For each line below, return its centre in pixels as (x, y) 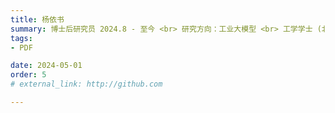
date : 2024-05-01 (46, 66)
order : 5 (28, 75)
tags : (21, 38)
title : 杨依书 (37, 19)
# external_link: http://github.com (86, 84)
